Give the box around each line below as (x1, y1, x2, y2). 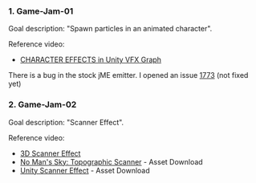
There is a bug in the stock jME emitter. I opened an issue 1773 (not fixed (8, 71, 249, 80)
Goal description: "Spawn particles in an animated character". (8, 24, 213, 34)
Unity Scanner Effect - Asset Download (19, 165, 150, 175)
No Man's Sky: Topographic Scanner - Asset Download (19, 157, 203, 166)
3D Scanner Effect (19, 148, 81, 158)
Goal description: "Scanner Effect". (8, 117, 124, 127)
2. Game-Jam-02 (8, 99, 77, 110)
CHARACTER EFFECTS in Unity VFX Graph (19, 55, 162, 65)
